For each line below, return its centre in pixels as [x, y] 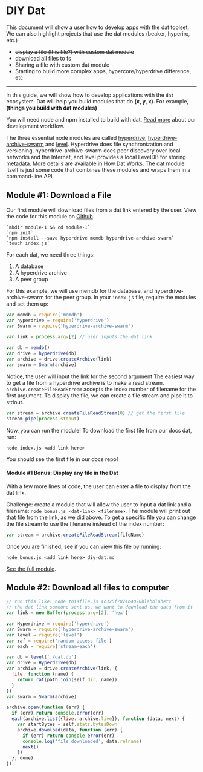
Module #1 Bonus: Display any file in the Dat [63, 473]
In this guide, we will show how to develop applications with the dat [90, 95]
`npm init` [20, 233]
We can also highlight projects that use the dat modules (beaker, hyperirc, [98, 33]
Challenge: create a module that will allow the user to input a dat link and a [99, 504]
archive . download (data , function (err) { [70, 730]
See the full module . [31, 569]
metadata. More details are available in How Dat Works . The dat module [95, 163]
